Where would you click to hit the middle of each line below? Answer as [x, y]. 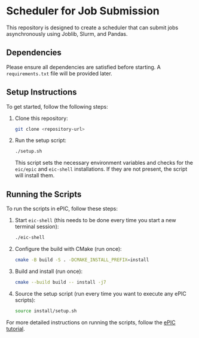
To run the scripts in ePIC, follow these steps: [62, 209]
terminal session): [37, 227]
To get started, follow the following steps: [57, 106]
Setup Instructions [42, 92]
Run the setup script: [41, 140]
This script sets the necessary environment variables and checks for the [104, 163]
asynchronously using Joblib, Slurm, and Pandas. [67, 33]
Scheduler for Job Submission [83, 11]
